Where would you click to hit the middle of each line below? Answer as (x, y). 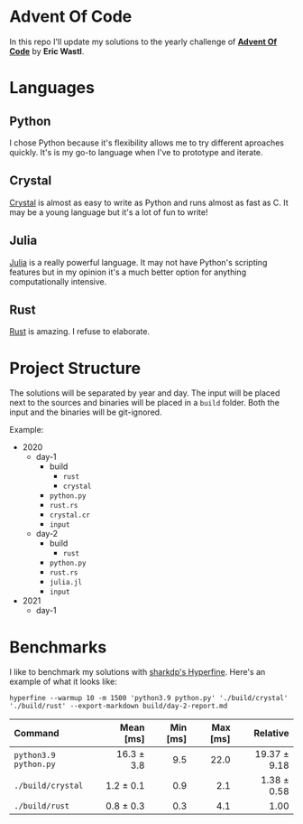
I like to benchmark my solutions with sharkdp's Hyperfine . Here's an (138, 672)
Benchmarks (58, 647)
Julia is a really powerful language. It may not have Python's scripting (138, 262)
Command (37, 734)
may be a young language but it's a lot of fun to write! (109, 212)
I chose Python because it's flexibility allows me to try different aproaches (147, 143)
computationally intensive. (58, 281)
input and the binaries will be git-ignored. (86, 412)
